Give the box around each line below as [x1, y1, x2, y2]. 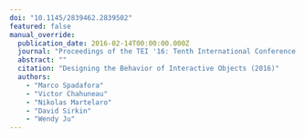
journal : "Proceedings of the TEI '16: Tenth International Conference [17, 47, 297, 56]
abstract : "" [17, 55, 68, 64]
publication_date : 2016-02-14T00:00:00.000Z [17, 38, 190, 48]
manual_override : [9, 30, 76, 39]
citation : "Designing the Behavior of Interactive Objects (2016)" [17, 64, 280, 74]
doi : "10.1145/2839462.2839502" [9, 13, 132, 23]
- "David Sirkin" [26, 106, 92, 115]
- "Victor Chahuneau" [26, 89, 108, 98]
